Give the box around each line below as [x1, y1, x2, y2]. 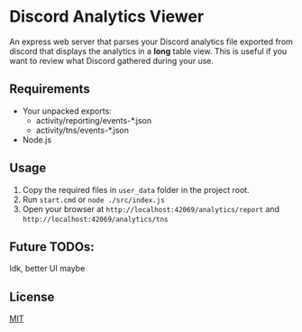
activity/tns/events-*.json [35, 124, 129, 135]
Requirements [9, 81, 90, 97]
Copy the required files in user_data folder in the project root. [22, 184, 250, 195]
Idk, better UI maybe [9, 263, 86, 274]
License [9, 289, 55, 304]
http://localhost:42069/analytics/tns [22, 215, 169, 224]
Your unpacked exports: [22, 106, 113, 116]
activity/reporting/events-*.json [35, 115, 151, 125]
